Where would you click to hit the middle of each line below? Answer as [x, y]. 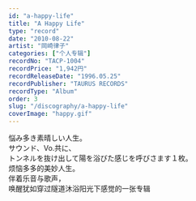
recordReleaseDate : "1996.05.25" [65, 76]
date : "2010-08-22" [41, 38]
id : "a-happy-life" [41, 16]
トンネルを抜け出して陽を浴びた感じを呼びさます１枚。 [100, 158]
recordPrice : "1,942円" [48, 69]
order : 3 [23, 99]
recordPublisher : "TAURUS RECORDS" [68, 83]
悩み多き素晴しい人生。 [47, 138]
